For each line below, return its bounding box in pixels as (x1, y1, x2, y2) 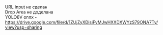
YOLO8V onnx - (5, 14, 37, 20)
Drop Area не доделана (5, 9, 54, 15)
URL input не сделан (5, 4, 48, 10)
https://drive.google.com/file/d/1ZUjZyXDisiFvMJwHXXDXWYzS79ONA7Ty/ (5, 19, 158, 25)
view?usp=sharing (5, 24, 43, 30)
